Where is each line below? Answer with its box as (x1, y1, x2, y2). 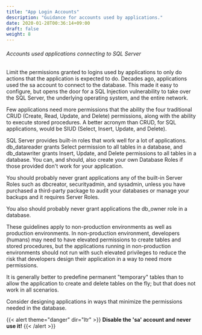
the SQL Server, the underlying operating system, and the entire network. (6, 94, 189, 101)
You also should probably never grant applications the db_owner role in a (6, 205, 188, 212)
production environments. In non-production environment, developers (6, 230, 180, 237)
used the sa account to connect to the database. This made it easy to (6, 81, 178, 89)
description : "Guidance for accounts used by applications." (6, 14, 163, 21)
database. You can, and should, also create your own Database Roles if (6, 156, 183, 164)
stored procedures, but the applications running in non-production (6, 243, 171, 250)
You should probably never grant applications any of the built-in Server (6, 174, 183, 182)
